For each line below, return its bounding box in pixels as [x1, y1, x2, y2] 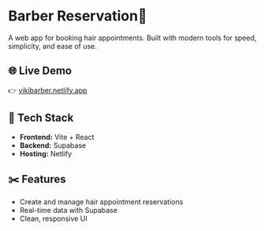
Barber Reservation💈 [8, 7, 147, 25]
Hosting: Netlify [19, 148, 73, 158]
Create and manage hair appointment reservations [19, 197, 184, 207]
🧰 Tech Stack [8, 112, 74, 125]
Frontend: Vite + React [19, 132, 95, 141]
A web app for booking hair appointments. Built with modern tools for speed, [8, 33, 257, 42]
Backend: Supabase [19, 141, 87, 150]
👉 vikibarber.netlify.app [8, 86, 87, 95]
